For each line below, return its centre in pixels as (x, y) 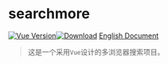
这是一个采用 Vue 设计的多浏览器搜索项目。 (96, 51)
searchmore (49, 14)
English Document (129, 36)
